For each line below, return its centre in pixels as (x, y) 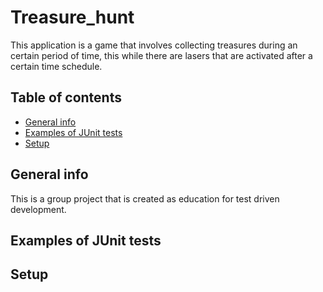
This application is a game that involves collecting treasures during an (154, 45)
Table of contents (66, 97)
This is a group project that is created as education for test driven (145, 198)
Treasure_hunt (72, 17)
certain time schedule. (56, 66)
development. (38, 209)
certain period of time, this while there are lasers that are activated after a (161, 55)
